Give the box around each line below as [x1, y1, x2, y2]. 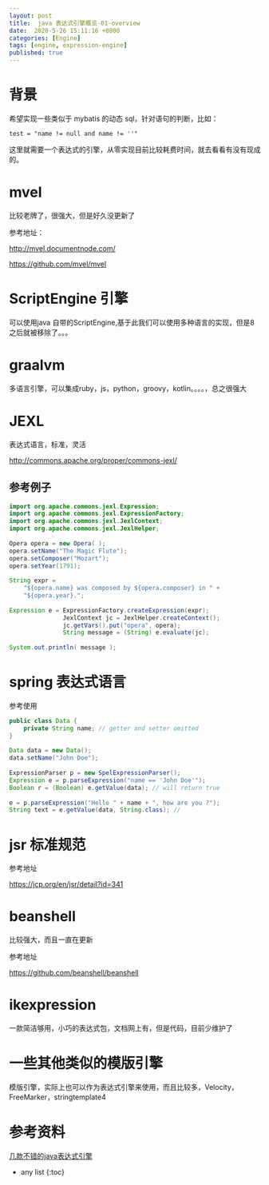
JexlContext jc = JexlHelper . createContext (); [62, 613, 220, 622]
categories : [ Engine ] [9, 34, 81, 42]
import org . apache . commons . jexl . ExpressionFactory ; [9, 509, 184, 518]
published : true [9, 49, 63, 57]
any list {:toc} [20, 1167, 65, 1176]
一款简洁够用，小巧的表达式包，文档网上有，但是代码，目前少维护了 [9, 1023, 233, 1033]
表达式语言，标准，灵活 [9, 439, 86, 449]
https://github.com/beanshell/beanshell [9, 968, 139, 978]
